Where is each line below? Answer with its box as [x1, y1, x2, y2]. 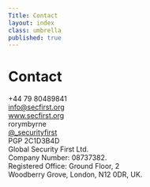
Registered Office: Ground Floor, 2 [8, 162, 120, 171]
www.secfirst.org [8, 111, 65, 120]
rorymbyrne [8, 120, 47, 129]
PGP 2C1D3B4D [8, 136, 60, 146]
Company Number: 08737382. [8, 153, 107, 162]
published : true [8, 33, 62, 42]
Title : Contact [8, 11, 58, 20]
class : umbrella [8, 26, 62, 34]
